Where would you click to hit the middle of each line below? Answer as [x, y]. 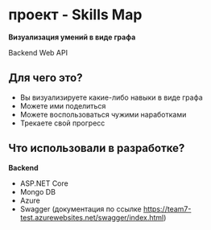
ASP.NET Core [44, 183]
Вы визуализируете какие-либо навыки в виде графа [111, 97]
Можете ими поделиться [63, 105]
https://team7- [168, 209]
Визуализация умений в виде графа [72, 37]
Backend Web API [38, 52]
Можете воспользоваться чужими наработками [103, 114]
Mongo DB [38, 191]
